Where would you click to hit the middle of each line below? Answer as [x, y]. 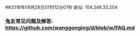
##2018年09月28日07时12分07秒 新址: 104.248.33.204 [61, 7]
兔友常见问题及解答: [29, 21]
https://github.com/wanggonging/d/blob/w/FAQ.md [70, 28]
